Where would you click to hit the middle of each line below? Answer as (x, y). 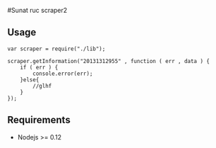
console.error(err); (63, 74)
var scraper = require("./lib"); (56, 49)
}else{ (30, 80)
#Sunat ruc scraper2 (37, 10)
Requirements (39, 120)
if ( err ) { (39, 67)
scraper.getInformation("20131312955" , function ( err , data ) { (109, 61)
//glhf (42, 86)
